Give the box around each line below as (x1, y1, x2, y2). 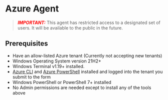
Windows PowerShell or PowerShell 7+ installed (12, 79, 112, 85)
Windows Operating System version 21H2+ (12, 58, 101, 64)
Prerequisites (5, 39, 48, 48)
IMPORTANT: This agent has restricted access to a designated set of (17, 19, 160, 25)
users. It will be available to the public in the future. (17, 24, 123, 30)
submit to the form (12, 73, 51, 80)
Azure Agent (5, 3, 59, 14)
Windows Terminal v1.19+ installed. (12, 63, 85, 69)
